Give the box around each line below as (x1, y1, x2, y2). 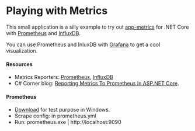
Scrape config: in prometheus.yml (14, 112, 96, 119)
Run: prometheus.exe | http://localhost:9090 (14, 119, 121, 126)
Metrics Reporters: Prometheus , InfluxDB (14, 74, 114, 81)
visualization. (6, 47, 38, 54)
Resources (6, 60, 33, 68)
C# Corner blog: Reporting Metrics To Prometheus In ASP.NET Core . (14, 80, 179, 87)
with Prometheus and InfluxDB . (6, 29, 81, 36)
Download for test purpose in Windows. (14, 106, 110, 113)
